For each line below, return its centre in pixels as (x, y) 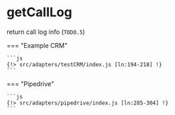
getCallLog (39, 12)
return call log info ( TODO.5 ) (46, 32)
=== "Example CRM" (37, 45)
